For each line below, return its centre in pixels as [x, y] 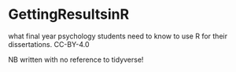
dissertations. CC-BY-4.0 [49, 44]
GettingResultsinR [69, 14]
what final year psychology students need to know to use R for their [118, 36]
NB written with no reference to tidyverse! [76, 59]
